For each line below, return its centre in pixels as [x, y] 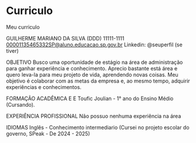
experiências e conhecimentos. [44, 87]
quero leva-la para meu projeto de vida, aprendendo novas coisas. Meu [92, 74]
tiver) [13, 50]
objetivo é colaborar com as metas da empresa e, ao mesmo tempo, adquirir [98, 81]
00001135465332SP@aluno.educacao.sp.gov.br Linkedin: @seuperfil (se [94, 45]
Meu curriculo [23, 27]
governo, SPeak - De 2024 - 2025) [48, 134]
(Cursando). [20, 104]
